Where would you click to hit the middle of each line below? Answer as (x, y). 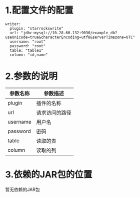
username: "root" (28, 41)
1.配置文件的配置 (39, 10)
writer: (13, 24)
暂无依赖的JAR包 (22, 189)
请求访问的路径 (54, 113)
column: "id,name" (29, 55)
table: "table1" (26, 50)
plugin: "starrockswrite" (37, 28)
